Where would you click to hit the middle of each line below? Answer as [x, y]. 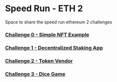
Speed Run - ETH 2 [44, 9]
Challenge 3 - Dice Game [35, 74]
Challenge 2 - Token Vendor [39, 61]
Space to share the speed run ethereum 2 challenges [59, 22]
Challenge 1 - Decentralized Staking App [54, 48]
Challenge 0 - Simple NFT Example [47, 35]
